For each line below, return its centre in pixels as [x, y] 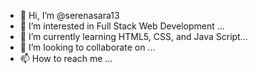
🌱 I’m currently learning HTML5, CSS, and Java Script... [133, 36]
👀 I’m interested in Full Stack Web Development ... [122, 26]
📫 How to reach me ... [66, 58]
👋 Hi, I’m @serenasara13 [69, 15]
